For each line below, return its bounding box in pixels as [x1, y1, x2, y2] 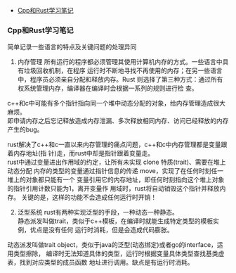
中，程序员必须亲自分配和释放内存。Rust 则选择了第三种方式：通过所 [17, 75, 217, 84]
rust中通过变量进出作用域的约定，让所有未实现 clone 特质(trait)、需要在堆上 [7, 158, 226, 167]
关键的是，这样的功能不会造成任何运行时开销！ [20, 193, 157, 202]
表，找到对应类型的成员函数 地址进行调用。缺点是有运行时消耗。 [7, 258, 194, 267]
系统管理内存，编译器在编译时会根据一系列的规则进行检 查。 [23, 84, 198, 93]
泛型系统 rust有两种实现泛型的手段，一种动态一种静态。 [17, 208, 179, 217]
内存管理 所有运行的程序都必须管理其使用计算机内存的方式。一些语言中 [17, 58, 223, 66]
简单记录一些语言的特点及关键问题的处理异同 [7, 43, 137, 51]
